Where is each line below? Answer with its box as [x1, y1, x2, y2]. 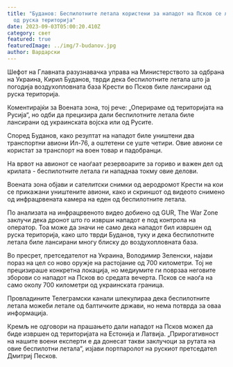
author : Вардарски [7, 49, 60, 56]
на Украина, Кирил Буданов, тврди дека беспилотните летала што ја [7, 75, 210, 83]
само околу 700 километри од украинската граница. [7, 280, 164, 289]
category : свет [7, 29, 51, 37]
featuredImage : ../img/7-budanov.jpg [7, 42, 116, 49]
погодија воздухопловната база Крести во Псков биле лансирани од [7, 82, 212, 91]
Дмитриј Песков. [7, 351, 58, 360]
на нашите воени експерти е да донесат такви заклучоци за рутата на [7, 337, 216, 345]
